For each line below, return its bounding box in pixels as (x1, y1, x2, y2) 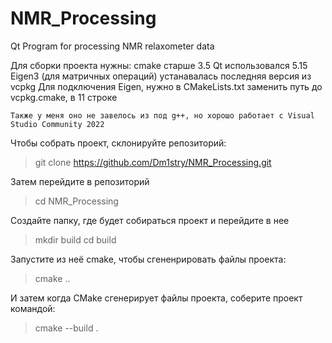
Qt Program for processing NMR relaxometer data (10, 40, 215, 52)
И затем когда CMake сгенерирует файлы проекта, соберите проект (10, 292, 303, 304)
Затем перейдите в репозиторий (10, 175, 150, 187)
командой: (10, 302, 56, 314)
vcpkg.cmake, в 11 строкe (10, 91, 118, 103)
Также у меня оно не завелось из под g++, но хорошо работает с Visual (10, 110, 315, 121)
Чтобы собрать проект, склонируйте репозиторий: (10, 137, 227, 149)
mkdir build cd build (34, 233, 117, 246)
